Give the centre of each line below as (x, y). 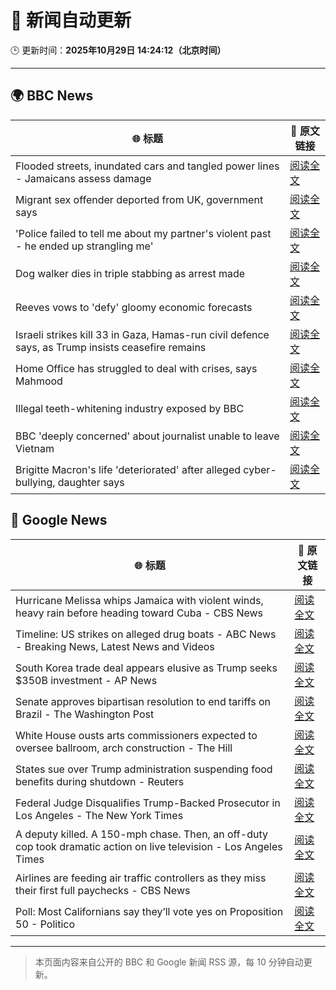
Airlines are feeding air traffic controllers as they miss (141, 878)
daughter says (91, 482)
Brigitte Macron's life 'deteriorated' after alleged (128, 469)
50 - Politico (45, 924)
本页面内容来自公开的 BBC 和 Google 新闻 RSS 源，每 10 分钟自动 (169, 962)
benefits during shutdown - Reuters (100, 781)
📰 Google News (59, 520)
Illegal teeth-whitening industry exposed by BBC (130, 408)
